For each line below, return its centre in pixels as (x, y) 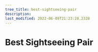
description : (18, 14)
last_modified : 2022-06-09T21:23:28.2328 (48, 18)
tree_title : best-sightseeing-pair (41, 9)
